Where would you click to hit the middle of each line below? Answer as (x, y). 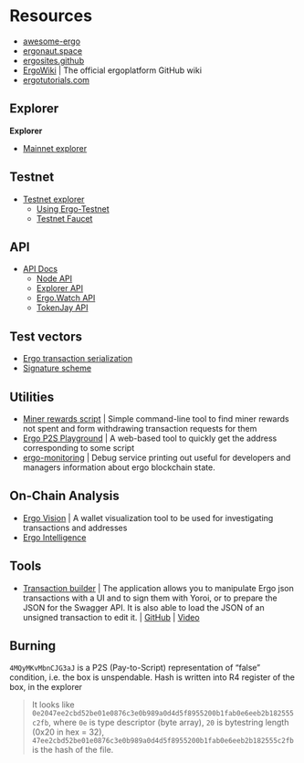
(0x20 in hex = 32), (68, 732)
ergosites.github (53, 60)
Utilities (32, 397)
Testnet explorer (53, 199)
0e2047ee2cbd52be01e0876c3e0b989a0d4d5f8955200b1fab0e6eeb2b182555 (162, 714)
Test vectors (46, 336)
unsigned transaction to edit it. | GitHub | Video (111, 617)
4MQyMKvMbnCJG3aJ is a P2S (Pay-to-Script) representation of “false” (135, 668)
